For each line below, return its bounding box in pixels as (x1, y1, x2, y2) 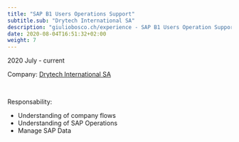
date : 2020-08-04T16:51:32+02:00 (7, 30, 107, 38)
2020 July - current (7, 56, 65, 65)
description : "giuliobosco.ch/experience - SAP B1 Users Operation (7, 23, 212, 31)
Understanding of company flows (17, 111, 116, 120)
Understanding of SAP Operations (17, 119, 118, 128)
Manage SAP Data (17, 126, 72, 135)
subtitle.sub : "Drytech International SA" (7, 17, 135, 24)
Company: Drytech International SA (7, 70, 112, 79)
